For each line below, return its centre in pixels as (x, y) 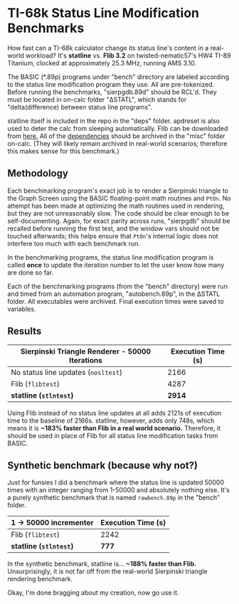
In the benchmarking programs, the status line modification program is (111, 257)
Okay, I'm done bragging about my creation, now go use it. (93, 593)
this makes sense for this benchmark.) (63, 151)
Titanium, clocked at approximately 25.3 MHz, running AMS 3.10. (102, 63)
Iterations (86, 360)
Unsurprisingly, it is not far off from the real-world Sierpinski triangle (107, 571)
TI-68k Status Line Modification (103, 13)
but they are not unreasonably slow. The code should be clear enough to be (118, 213)
